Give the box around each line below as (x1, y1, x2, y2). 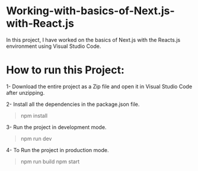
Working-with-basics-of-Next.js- (6, 4, 175, 18)
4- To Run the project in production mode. (6, 146, 109, 153)
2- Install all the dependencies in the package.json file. (6, 101, 140, 108)
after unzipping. (6, 89, 45, 96)
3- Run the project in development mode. (6, 123, 107, 131)
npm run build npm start (20, 158, 80, 165)
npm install (20, 112, 48, 119)
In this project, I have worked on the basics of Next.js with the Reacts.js (6, 36, 181, 43)
